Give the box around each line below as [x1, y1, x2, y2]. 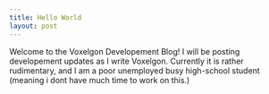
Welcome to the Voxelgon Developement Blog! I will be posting [9, 46, 240, 56]
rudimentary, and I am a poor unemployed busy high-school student [9, 64, 261, 76]
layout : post [9, 21, 58, 30]
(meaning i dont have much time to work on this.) [9, 74, 190, 85]
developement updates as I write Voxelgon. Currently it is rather [9, 56, 244, 66]
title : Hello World [9, 13, 82, 22]
